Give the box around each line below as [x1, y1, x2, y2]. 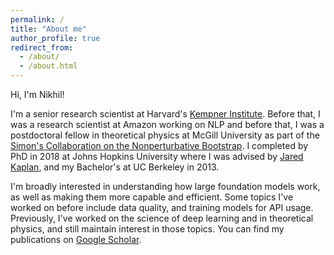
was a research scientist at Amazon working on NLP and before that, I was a [10, 119, 325, 130]
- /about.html [19, 61, 78, 71]
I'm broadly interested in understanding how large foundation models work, [10, 181, 321, 192]
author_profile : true [10, 33, 101, 43]
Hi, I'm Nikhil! [10, 89, 65, 100]
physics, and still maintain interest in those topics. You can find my [10, 223, 285, 235]
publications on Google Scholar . [10, 234, 142, 245]
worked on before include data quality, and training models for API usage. [10, 202, 314, 213]
